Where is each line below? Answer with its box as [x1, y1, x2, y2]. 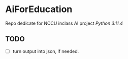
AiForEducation [5, 4, 73, 15]
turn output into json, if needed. [12, 48, 79, 54]
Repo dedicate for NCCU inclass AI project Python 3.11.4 [5, 20, 123, 26]
